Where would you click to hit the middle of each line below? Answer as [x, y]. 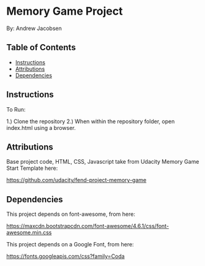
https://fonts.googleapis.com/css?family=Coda [65, 256]
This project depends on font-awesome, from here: [71, 214]
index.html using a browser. [41, 127]
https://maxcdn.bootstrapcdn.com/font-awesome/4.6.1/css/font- [88, 226]
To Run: [16, 109]
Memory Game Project [65, 11]
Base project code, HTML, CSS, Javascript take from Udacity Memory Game [103, 162]
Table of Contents [41, 47]
